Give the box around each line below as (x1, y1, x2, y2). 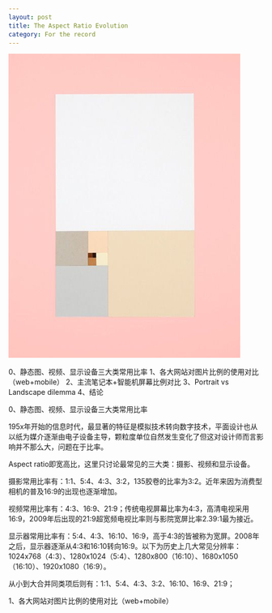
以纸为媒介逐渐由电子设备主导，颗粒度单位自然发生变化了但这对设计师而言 (8, 432, 257, 442)
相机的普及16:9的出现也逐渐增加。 (8, 487, 122, 496)
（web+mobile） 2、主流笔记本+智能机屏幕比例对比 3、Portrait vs (8, 377, 229, 387)
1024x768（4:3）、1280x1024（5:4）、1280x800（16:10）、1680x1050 (8, 551, 239, 561)
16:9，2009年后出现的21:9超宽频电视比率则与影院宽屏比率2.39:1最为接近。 (8, 514, 258, 524)
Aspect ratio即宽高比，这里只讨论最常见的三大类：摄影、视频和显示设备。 (8, 459, 255, 469)
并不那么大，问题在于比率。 (15, 442, 108, 452)
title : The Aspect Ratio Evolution (8, 21, 129, 30)
